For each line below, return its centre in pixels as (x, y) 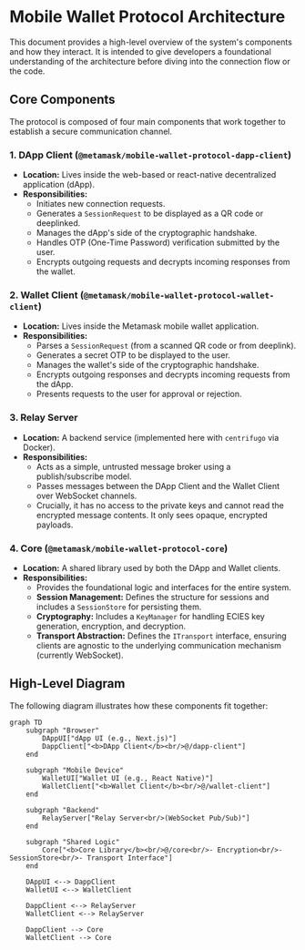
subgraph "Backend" (63, 810)
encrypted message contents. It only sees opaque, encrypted (152, 515)
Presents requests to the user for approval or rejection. (139, 394)
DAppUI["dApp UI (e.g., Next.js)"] (110, 738)
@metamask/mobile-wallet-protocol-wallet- (179, 295)
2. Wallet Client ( (47, 295)
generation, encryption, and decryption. (111, 626)
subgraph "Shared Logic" (73, 842)
